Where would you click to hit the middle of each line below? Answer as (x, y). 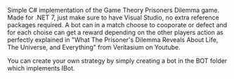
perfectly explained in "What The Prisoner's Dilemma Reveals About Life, (113, 40)
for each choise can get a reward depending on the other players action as (115, 32)
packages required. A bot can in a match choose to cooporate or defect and (117, 25)
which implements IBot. (41, 68)
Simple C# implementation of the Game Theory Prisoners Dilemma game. (113, 10)
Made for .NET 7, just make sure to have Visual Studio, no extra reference (113, 17)
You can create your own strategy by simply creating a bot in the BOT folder (117, 61)
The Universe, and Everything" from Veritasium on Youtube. (94, 47)
